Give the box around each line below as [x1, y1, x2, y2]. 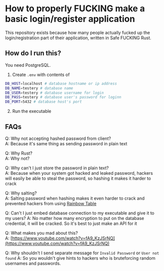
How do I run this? [5, 49, 61, 57]
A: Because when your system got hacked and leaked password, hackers [5, 170, 153, 176]
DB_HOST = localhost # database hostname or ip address [5, 81, 117, 86]
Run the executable [12, 108, 51, 114]
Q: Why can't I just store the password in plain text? [5, 165, 109, 171]
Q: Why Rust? [5, 150, 33, 156]
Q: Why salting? [5, 190, 37, 196]
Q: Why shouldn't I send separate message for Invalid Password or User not [5, 250, 159, 256]
